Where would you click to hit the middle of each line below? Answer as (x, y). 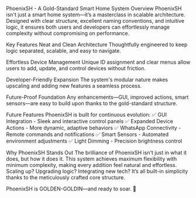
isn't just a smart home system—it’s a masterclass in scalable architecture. (96, 15)
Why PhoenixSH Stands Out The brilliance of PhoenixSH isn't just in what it (97, 152)
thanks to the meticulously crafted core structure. (66, 177)
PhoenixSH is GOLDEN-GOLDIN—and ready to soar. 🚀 (71, 189)
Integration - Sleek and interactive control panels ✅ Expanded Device (90, 121)
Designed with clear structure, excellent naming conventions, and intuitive (95, 21)
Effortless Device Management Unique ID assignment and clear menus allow (98, 62)
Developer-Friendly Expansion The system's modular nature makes (87, 79)
